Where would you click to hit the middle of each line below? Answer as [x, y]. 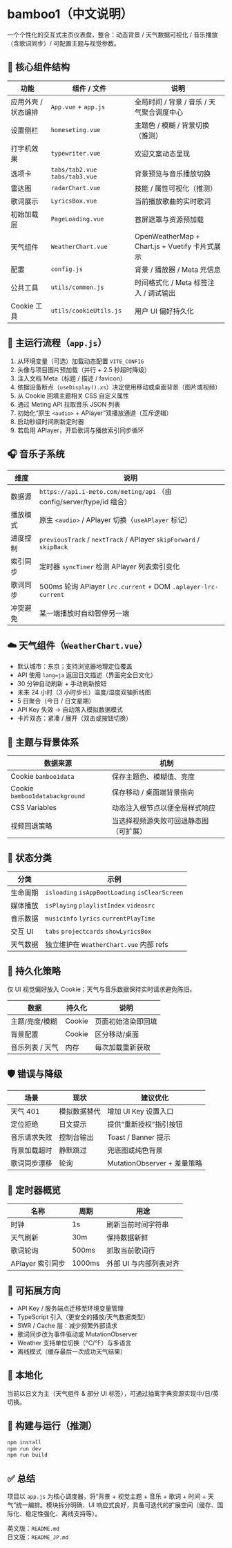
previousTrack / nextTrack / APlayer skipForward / [119, 540]
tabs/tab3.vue [74, 176]
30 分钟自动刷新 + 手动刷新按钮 [62, 684]
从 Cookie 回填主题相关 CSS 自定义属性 [73, 396]
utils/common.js [77, 287]
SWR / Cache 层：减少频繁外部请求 [67, 1326]
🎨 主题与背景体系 [43, 742]
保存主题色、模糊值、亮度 [153, 777]
